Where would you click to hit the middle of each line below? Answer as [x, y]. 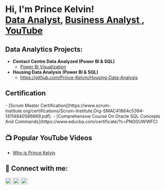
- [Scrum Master [22, 105]
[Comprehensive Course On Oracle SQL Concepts [108, 116]
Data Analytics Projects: [44, 49]
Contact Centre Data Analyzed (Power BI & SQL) [63, 61]
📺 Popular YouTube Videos [49, 138]
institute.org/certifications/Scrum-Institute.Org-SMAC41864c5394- [75, 111]
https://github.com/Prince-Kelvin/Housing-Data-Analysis [79, 77]
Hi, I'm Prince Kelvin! [50, 9]
